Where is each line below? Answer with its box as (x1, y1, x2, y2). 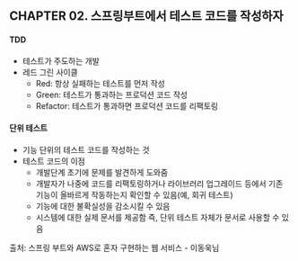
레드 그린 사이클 (22, 67, 78, 77)
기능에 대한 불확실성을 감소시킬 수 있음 (35, 201, 171, 211)
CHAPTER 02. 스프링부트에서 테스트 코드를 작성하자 (9, 8, 285, 24)
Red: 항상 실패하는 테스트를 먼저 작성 (35, 77, 166, 88)
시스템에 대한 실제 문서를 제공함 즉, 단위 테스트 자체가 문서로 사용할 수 (35, 211, 280, 222)
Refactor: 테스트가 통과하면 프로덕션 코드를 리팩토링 (35, 100, 218, 111)
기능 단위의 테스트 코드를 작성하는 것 (22, 144, 150, 155)
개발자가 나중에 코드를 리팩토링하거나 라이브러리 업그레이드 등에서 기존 (35, 178, 284, 189)
